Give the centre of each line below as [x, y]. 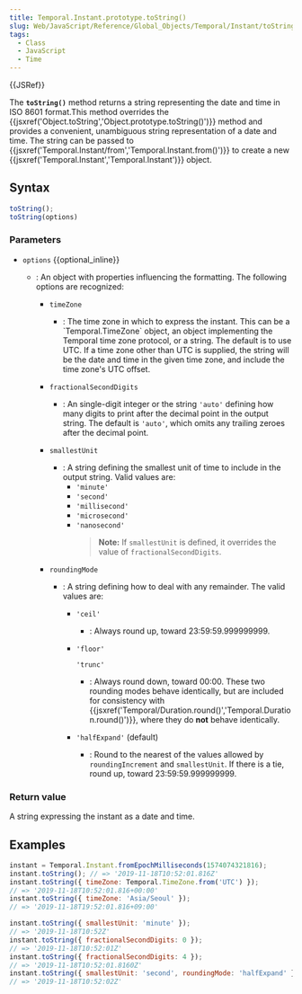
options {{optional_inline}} [71, 259]
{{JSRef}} [27, 85]
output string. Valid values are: [119, 476]
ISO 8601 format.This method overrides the [89, 112]
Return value [38, 796]
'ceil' [88, 614]
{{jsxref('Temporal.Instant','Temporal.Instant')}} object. [111, 160]
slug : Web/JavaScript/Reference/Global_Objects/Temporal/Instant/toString [152, 26]
